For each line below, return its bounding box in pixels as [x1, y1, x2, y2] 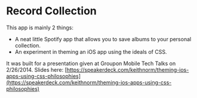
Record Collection [6, 4, 97, 18]
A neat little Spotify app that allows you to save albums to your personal [14, 35, 192, 42]
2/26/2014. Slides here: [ [6, 66, 67, 73]
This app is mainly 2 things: [6, 24, 73, 31]
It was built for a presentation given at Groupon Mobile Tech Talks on [6, 60, 176, 67]
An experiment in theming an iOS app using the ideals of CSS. [14, 48, 167, 55]
